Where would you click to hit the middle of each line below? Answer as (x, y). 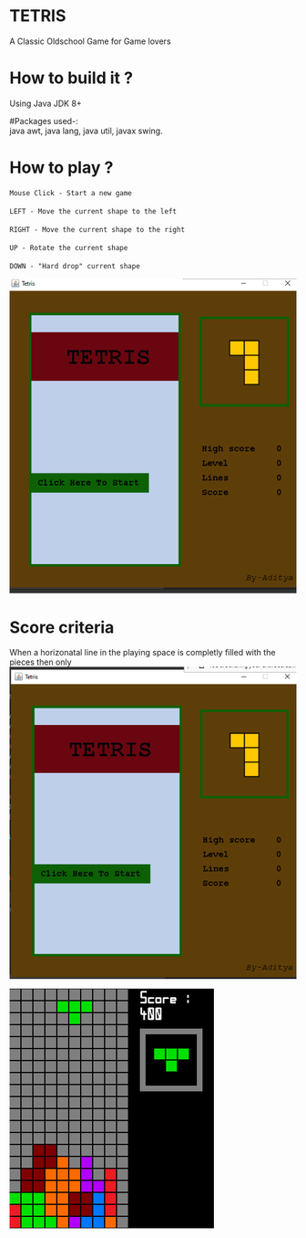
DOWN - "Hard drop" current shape (75, 266)
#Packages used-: (44, 121)
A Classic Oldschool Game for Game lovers (90, 41)
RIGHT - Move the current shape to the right (97, 229)
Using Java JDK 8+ (46, 103)
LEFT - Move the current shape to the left (93, 211)
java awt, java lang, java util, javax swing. (86, 131)
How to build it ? (71, 78)
